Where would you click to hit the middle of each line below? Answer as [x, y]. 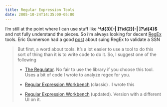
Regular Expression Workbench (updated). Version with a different [93, 94]
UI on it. [33, 99]
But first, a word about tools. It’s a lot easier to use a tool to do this [85, 49]
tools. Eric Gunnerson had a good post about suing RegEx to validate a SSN [83, 39]
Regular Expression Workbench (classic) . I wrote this [80, 84]
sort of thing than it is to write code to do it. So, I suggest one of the [87, 54]
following [27, 59]
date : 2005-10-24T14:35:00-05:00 [40, 14]
